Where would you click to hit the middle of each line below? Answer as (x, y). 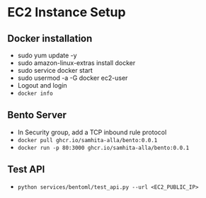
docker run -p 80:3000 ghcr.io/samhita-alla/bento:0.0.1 (103, 148)
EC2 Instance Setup (67, 12)
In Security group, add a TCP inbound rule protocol (92, 132)
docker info (35, 93)
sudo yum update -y (47, 55)
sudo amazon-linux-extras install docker (76, 63)
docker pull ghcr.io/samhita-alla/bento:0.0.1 (87, 140)
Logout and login (42, 85)
